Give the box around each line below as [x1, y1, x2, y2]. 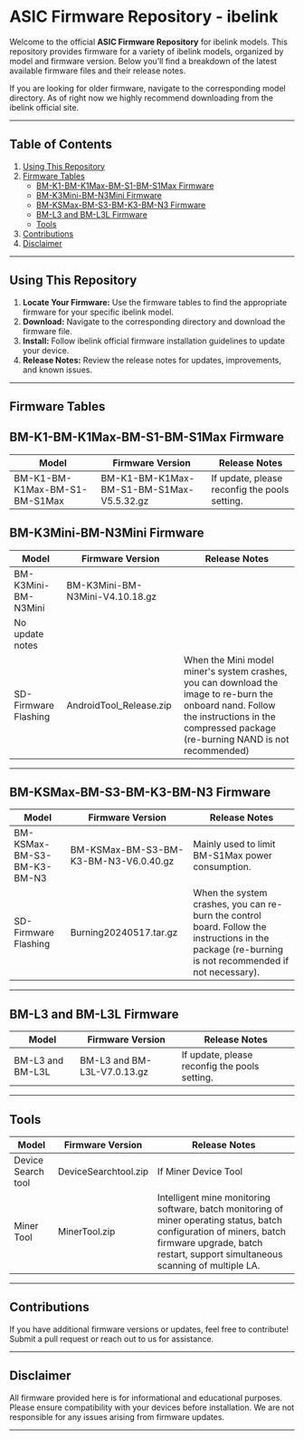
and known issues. [22, 364, 93, 375]
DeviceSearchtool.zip [57, 1165, 149, 1178]
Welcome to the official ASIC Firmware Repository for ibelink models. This [9, 36, 288, 47]
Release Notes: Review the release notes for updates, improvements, [22, 354, 282, 365]
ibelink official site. [9, 101, 80, 112]
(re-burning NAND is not [184, 732, 290, 745]
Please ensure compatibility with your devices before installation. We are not [9, 1402, 295, 1413]
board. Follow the [193, 921, 267, 933]
